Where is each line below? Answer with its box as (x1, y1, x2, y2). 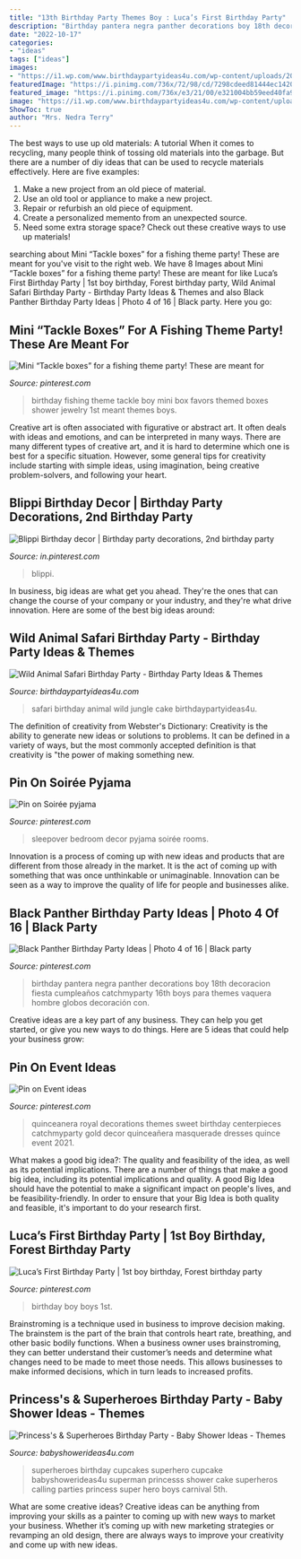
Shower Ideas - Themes (9, 1406, 145, 1422)
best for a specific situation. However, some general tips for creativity (9, 450, 266, 461)
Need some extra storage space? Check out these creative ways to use (21, 222, 287, 233)
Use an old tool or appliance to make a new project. (21, 194, 213, 205)
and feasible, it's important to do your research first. (9, 1203, 202, 1213)
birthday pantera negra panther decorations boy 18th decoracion (30, 979, 271, 989)
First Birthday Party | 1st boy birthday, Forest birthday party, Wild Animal (9, 277, 276, 288)
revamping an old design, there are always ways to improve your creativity (9, 1529, 284, 1540)
